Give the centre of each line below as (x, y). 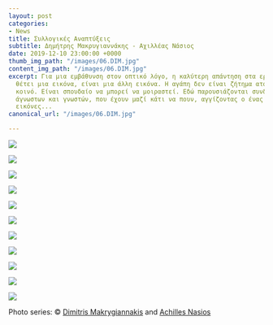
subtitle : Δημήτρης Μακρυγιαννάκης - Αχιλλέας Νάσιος (102, 46)
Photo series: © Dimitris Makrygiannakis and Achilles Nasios (110, 312)
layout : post (30, 16)
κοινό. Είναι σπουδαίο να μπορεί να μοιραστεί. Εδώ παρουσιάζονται (132, 91)
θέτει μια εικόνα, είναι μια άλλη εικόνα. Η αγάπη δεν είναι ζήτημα (134, 84)
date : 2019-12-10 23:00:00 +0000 (65, 54)
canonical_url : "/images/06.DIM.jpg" (72, 115)
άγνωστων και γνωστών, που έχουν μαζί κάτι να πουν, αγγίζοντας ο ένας (140, 99)
